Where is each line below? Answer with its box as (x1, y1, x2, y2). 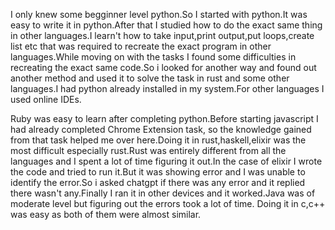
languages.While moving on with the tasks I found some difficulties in (10, 51, 297, 63)
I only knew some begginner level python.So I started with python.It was (10, 9, 308, 20)
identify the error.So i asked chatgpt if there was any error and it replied (10, 177, 306, 188)
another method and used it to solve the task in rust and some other (10, 72, 290, 84)
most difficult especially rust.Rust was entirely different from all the (10, 145, 287, 156)
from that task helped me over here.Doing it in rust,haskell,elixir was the (10, 134, 307, 146)
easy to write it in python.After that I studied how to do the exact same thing (10, 19, 323, 31)
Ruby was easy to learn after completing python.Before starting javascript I (10, 113, 319, 124)
